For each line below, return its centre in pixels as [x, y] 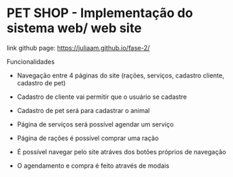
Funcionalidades [31, 61]
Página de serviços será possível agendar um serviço [95, 124]
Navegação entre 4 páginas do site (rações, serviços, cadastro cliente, [120, 75]
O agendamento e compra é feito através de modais [93, 166]
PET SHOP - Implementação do [100, 13]
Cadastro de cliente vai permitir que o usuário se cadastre [102, 97]
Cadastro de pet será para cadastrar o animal [83, 110]
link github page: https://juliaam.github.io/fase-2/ [78, 48]
